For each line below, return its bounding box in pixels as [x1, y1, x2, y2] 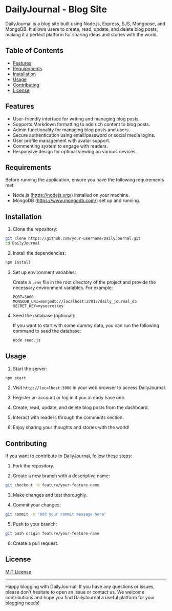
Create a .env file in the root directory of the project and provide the [12, 279, 156, 285]
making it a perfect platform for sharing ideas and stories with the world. [5, 31, 158, 37]
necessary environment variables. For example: [12, 284, 113, 291]
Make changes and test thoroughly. [12, 492, 88, 498]
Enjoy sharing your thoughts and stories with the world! [12, 424, 130, 431]
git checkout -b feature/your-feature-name [5, 483, 100, 488]
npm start [5, 375, 27, 380]
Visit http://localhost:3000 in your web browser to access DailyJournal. [12, 384, 166, 391]
